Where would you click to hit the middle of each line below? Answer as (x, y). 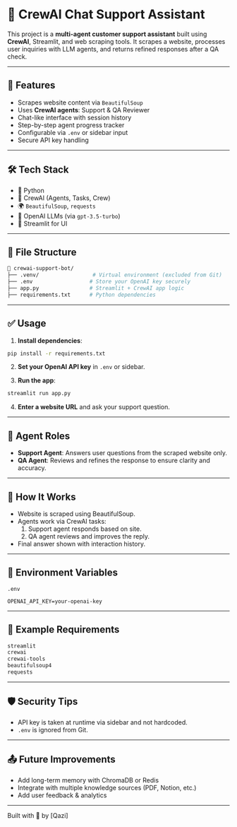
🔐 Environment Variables (63, 573)
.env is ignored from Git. (53, 729)
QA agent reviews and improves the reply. (89, 536)
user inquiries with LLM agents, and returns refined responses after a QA (113, 49)
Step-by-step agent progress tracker (71, 125)
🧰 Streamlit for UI (42, 223)
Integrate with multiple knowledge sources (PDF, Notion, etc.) (107, 787)
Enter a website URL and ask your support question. (94, 407)
